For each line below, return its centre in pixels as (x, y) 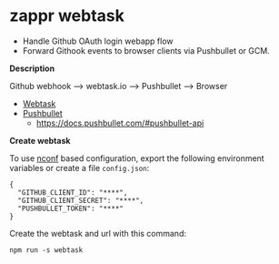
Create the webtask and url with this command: (98, 233)
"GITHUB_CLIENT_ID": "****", (73, 192)
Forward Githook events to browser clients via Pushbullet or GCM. (146, 50)
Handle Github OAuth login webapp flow (98, 41)
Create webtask (40, 140)
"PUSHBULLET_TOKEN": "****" (71, 208)
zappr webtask (67, 16)
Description (32, 68)
